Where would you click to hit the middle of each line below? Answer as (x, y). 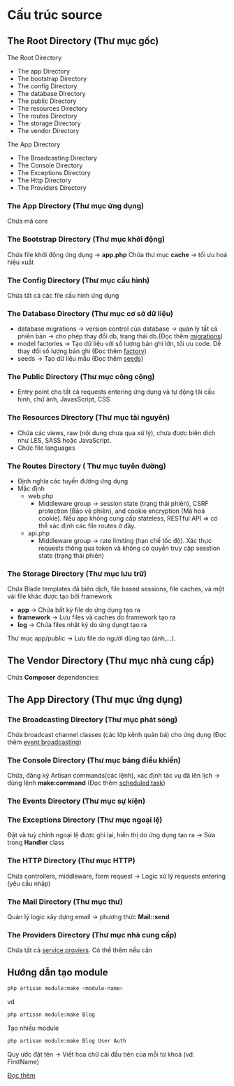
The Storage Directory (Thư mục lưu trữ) (77, 573)
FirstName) (23, 1061)
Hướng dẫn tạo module (58, 972)
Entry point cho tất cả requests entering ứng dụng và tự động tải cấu (116, 392)
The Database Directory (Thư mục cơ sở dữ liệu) (90, 313)
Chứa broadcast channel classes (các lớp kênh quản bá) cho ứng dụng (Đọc (117, 734)
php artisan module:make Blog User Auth (67, 1040)
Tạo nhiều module (33, 1028)
